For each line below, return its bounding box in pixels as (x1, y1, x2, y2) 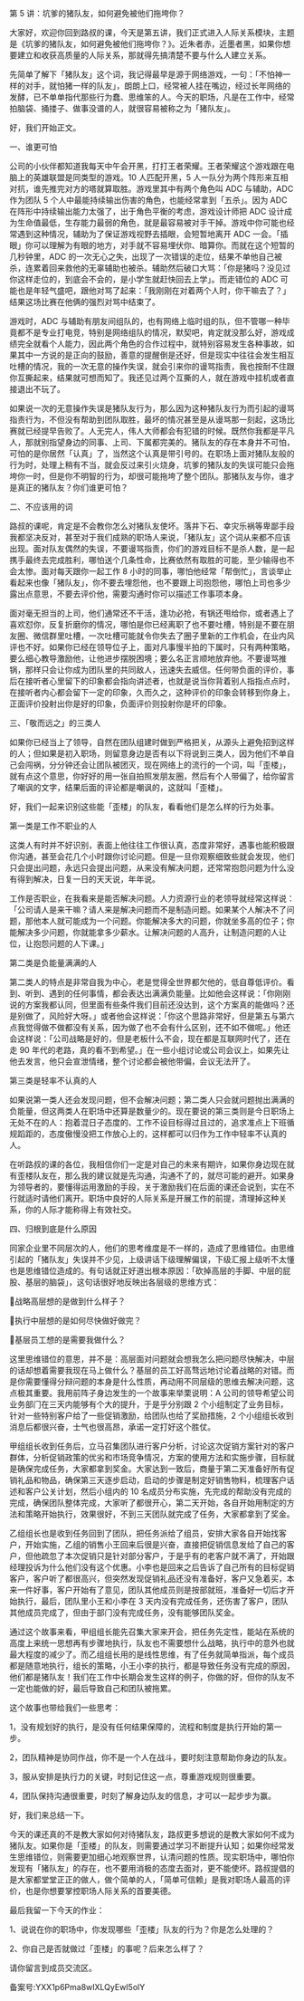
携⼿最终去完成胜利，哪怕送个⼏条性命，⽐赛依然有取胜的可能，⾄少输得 (9, 555, 279, 565)
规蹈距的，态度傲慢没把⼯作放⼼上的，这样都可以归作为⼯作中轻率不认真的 (9, 1128, 287, 1139)
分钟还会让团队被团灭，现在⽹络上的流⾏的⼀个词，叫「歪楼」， (56, 760, 291, 770)
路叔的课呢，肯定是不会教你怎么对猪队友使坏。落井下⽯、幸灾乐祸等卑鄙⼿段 (9, 521, 295, 531)
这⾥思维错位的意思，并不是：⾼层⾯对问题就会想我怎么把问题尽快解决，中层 (9, 1354, 295, 1364)
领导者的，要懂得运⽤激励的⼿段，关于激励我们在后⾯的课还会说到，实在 (16, 1182, 287, 1192)
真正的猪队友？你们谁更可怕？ (16, 483, 128, 493)
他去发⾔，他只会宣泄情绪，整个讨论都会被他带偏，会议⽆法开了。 (9, 1056, 255, 1067)
